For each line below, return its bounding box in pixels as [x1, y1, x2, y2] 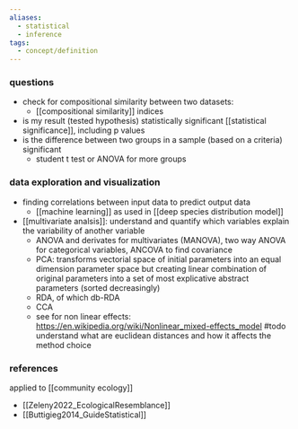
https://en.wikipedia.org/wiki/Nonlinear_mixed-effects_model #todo [35, 320, 286, 331]
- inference [17, 30, 63, 39]
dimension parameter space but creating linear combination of [35, 263, 267, 274]
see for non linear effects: [35, 311, 132, 321]
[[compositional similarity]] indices [35, 106, 164, 117]
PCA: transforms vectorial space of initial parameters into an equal [35, 253, 282, 265]
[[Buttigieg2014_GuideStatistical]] [22, 409, 146, 420]
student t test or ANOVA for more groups [35, 153, 187, 164]
